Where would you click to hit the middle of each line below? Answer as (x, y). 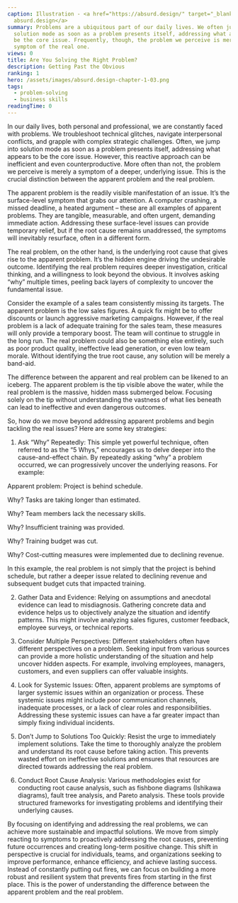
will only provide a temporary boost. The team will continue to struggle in (114, 333)
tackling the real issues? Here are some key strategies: (87, 428)
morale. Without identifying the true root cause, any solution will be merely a (119, 356)
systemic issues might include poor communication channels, (108, 700)
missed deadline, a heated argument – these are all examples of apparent (114, 208)
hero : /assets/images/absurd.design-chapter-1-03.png (89, 80)
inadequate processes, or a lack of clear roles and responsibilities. (114, 707)
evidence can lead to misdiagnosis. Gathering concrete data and (112, 605)
